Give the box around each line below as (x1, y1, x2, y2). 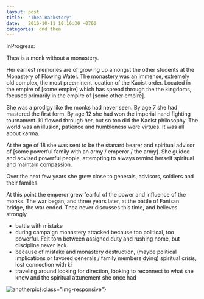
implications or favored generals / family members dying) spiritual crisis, (15, 255, 197, 262)
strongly (6, 211, 27, 218)
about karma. (6, 130, 40, 137)
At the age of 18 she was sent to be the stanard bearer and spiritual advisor (6, 141, 195, 149)
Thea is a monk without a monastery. (6, 54, 99, 62)
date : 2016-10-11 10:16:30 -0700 (6, 20, 97, 26)
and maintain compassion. (6, 161, 72, 168)
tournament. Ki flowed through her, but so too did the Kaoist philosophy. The (6, 117, 199, 124)
